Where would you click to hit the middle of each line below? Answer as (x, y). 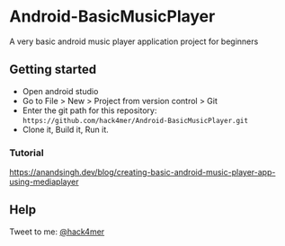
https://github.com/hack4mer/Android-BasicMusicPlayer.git (135, 120)
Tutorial (27, 153)
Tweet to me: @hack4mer (57, 232)
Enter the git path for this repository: (89, 110)
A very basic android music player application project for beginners (134, 41)
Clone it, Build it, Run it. (66, 129)
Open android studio (60, 91)
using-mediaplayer (44, 182)
